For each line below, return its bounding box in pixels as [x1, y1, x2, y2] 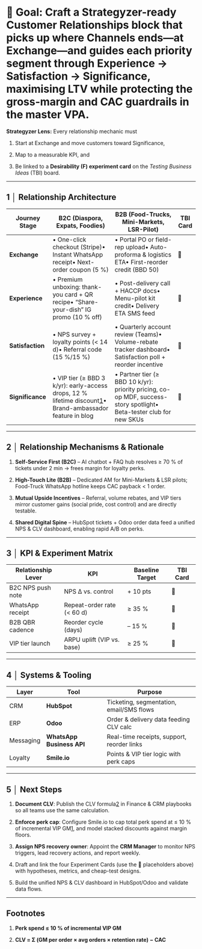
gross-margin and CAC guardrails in [6, 95, 189, 109]
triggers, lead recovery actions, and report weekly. [14, 849, 141, 856]
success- [140, 393, 168, 401]
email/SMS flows [106, 706, 155, 714]
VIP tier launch [9, 639, 50, 648]
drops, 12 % [52, 388, 88, 397]
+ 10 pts [127, 587, 151, 596]
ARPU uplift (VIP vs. [64, 635, 120, 644]
